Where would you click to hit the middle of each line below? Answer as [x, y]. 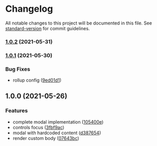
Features [17, 111]
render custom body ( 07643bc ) [46, 138]
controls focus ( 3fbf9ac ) [39, 127]
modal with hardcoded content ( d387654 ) [57, 133]
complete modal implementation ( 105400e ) [58, 122]
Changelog [29, 9]
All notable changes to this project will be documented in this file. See [79, 23]
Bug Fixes [18, 69]
